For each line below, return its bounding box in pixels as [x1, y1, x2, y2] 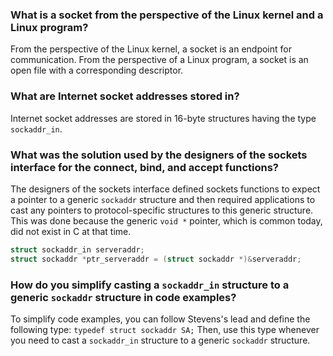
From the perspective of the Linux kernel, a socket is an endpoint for [10, 43, 292, 55]
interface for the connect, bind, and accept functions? [10, 160, 279, 174]
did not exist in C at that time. [10, 225, 132, 237]
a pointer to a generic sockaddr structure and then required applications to [10, 193, 316, 205]
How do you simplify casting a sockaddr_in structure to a [10, 278, 290, 292]
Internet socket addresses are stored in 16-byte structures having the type [10, 112, 317, 124]
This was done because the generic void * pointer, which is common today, [10, 214, 323, 227]
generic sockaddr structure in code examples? [10, 290, 237, 304]
